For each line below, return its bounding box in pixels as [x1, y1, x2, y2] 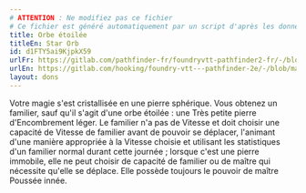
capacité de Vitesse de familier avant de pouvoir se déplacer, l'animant [9, 127, 276, 137]
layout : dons [9, 73, 59, 82]
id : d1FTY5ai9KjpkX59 [9, 47, 92, 56]
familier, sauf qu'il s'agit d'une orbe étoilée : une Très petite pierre [9, 107, 257, 118]
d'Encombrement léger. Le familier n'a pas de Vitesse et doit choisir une [9, 117, 280, 127]
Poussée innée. [9, 175, 67, 186]
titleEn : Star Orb [9, 38, 79, 48]
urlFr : [9, 56, 35, 65]
